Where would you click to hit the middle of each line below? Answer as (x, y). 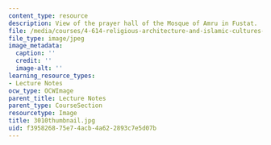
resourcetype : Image (43, 114)
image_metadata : (35, 46)
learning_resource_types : (52, 76)
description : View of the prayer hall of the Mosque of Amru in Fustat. (133, 23)
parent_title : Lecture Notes (57, 98)
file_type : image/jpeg (46, 38)
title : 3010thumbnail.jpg (52, 121)
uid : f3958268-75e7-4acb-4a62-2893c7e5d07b (83, 128)
